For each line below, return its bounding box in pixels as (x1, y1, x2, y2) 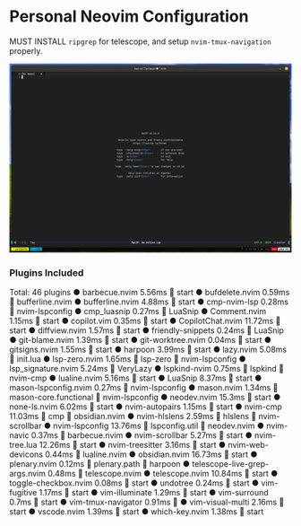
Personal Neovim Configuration (9, 6, 249, 27)
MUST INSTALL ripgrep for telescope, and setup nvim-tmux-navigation (9, 36, 271, 47)
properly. (9, 45, 43, 56)
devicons (9, 449, 43, 460)
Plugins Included (9, 267, 84, 279)
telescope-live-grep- (192, 458, 270, 469)
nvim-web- (228, 439, 269, 450)
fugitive (9, 487, 38, 497)
